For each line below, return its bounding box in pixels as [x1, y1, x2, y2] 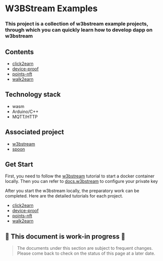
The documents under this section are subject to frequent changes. [17, 245, 153, 251]
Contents [5, 47, 34, 56]
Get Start [5, 160, 33, 169]
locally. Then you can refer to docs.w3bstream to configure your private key [5, 178, 158, 184]
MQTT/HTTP [12, 113, 38, 120]
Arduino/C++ [12, 109, 39, 114]
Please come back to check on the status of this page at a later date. [17, 250, 155, 257]
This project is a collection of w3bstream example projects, [5, 21, 148, 27]
